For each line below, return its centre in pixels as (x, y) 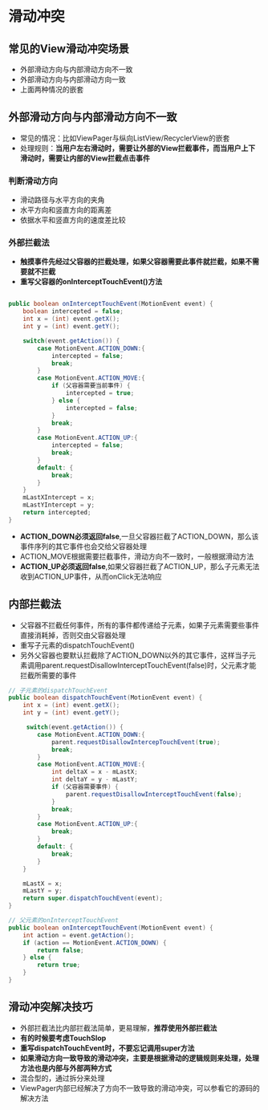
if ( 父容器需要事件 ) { (85, 787)
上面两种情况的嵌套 (52, 89)
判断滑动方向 (33, 181)
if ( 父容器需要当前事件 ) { (91, 386)
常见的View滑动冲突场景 (69, 49)
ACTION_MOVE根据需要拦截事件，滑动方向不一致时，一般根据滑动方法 (137, 556)
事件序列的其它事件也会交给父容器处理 (83, 546)
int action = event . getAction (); (79, 935)
